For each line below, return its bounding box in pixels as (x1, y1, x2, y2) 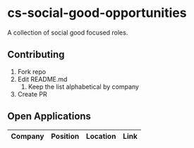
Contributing (7, 49, 65, 61)
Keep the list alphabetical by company (28, 82, 140, 91)
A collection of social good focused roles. (7, 28, 128, 37)
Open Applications (7, 111, 92, 123)
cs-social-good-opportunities (7, 5, 187, 21)
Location (85, 131, 116, 141)
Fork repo (17, 67, 47, 75)
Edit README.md (17, 75, 68, 83)
